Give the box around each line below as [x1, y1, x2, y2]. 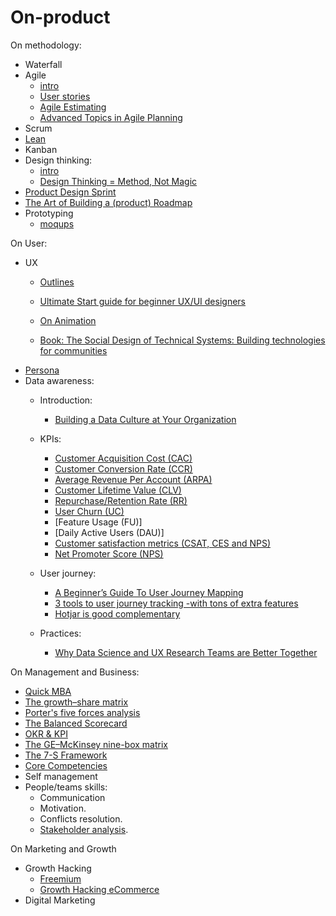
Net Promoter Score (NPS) [54, 547, 164, 560]
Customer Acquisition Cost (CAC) [54, 452, 193, 464]
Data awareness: [24, 374, 95, 386]
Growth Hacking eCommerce [39, 883, 160, 895]
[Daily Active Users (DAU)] [54, 526, 165, 538]
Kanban [24, 143, 58, 155]
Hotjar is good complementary [54, 607, 181, 620]
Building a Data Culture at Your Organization [54, 413, 237, 425]
